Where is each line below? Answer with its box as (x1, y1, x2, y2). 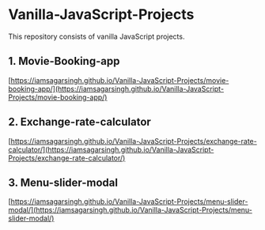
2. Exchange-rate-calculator (8, 115, 152, 129)
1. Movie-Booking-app (8, 55, 120, 68)
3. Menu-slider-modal (8, 175, 119, 189)
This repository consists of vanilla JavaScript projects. (8, 32, 185, 41)
